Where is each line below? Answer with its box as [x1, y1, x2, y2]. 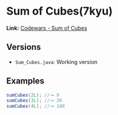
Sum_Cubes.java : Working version [15, 58, 98, 65]
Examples [6, 76, 44, 86]
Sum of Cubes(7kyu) [6, 4, 113, 18]
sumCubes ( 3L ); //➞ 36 [6, 97, 63, 104]
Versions [6, 42, 41, 52]
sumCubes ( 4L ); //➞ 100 [6, 103, 65, 110]
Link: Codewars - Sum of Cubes [6, 24, 88, 32]
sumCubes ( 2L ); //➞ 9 [6, 92, 60, 98]
